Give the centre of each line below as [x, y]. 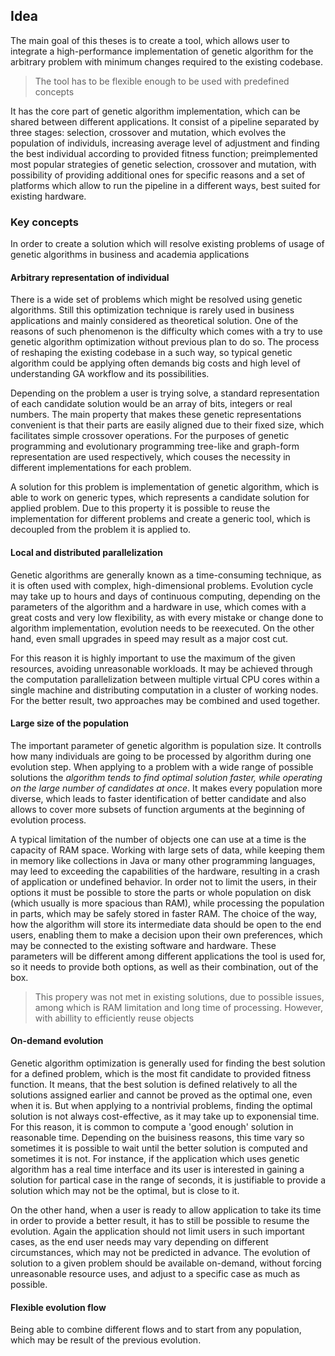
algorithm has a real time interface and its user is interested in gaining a [157, 1169]
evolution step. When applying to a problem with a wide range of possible [162, 766]
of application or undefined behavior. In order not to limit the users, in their [163, 881]
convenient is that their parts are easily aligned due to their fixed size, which [167, 425]
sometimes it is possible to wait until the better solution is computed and [159, 1148]
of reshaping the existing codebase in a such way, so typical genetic [151, 353]
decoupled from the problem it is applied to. [101, 530]
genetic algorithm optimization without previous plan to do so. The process [165, 342]
